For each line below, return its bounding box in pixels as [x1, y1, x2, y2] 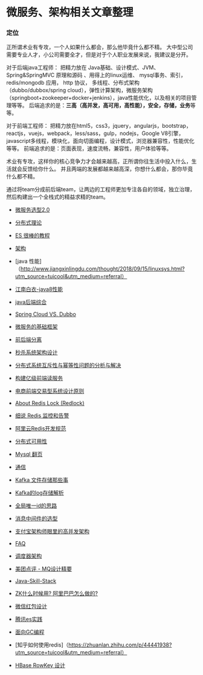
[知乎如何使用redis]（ [14, 641, 69, 648]
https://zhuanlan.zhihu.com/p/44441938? [68, 641, 172, 648]
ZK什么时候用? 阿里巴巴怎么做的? [14, 590, 98, 597]
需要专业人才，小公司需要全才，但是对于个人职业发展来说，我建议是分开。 [6, 51, 192, 58]
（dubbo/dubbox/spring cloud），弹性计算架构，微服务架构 [6, 87, 153, 94]
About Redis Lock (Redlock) [14, 400, 85, 407]
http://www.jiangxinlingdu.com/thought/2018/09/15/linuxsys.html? [20, 265, 185, 272]
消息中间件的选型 [14, 515, 58, 522]
